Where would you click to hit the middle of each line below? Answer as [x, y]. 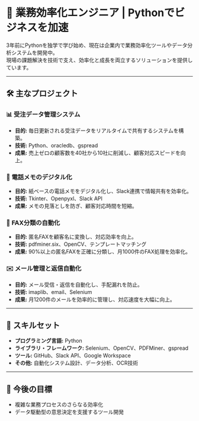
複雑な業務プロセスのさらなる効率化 [59, 404]
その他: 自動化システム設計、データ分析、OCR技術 [76, 363]
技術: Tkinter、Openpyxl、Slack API [58, 198]
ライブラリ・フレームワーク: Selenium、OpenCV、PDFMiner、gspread [101, 348]
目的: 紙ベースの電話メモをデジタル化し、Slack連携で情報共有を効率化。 [103, 191]
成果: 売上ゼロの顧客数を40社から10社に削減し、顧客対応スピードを [97, 153]
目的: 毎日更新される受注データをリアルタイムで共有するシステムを [97, 130]
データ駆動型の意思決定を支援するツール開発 [69, 412]
